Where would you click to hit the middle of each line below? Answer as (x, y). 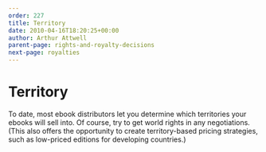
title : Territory (37, 23)
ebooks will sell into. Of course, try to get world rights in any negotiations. (129, 122)
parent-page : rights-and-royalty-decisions (82, 45)
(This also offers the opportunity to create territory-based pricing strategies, (133, 131)
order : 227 (26, 16)
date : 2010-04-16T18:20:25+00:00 (64, 30)
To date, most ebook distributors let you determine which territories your (127, 114)
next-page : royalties (44, 53)
